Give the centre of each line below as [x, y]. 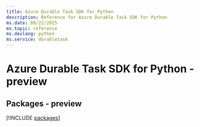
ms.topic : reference [32, 28]
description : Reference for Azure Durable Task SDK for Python [87, 17]
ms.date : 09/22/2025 [32, 23]
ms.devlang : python [31, 34]
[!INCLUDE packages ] [33, 118]
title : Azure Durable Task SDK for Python [60, 12]
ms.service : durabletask [37, 39]
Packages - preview [44, 103]
